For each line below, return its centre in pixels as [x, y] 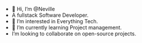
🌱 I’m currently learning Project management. [67, 27]
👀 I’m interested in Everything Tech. [55, 21]
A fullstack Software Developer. [50, 15]
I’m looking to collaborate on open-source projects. [74, 34]
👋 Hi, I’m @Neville [33, 9]
